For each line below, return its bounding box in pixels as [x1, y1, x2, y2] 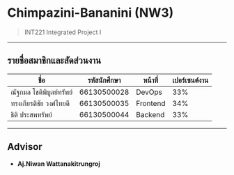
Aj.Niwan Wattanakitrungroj [17, 159, 100, 168]
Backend [135, 109, 165, 119]
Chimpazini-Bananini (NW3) [7, 5, 174, 21]
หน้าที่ [143, 75, 159, 85]
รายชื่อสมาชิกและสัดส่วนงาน [7, 54, 102, 67]
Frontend [135, 98, 166, 108]
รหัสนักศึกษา [87, 75, 121, 85]
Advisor [7, 141, 43, 153]
